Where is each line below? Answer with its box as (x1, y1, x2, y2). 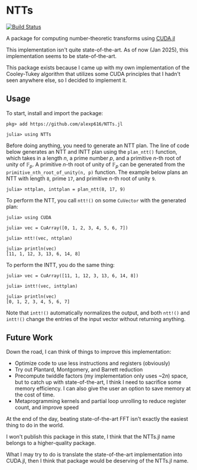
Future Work (6, 332, 53, 342)
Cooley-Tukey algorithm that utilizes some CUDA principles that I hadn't (6, 70, 180, 77)
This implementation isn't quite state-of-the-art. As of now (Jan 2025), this (6, 46, 189, 53)
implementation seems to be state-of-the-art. (6, 52, 117, 59)
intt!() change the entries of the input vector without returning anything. (6, 315, 186, 322)
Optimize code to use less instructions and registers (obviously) (14, 360, 170, 367)
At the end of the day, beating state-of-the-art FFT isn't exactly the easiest (6, 415, 188, 423)
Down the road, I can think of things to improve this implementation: (6, 348, 172, 355)
